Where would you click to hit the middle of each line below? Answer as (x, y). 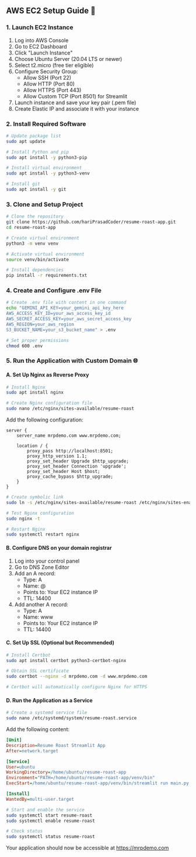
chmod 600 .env (24, 346)
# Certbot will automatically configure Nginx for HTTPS (77, 687)
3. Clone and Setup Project (45, 204)
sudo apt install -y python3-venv (48, 173)
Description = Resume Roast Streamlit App (56, 745)
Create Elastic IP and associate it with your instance (76, 108)
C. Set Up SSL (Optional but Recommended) (60, 643)
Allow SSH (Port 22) (47, 77)
